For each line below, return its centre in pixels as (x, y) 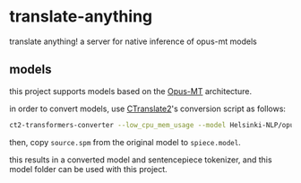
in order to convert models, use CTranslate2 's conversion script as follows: (148, 109)
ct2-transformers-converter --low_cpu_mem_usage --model (118, 125)
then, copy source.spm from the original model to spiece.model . (125, 142)
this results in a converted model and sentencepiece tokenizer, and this (141, 160)
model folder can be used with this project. (88, 169)
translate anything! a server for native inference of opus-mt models (133, 41)
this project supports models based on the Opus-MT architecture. (131, 91)
